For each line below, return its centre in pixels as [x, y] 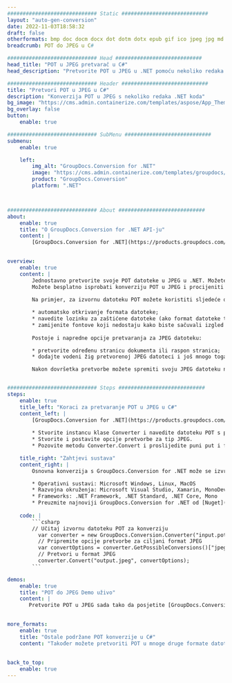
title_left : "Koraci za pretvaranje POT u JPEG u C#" [98, 407]
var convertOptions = [69, 548]
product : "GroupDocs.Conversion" [80, 179]
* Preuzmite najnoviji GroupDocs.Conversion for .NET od [115, 503]
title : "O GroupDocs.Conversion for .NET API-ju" [93, 230]
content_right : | [45, 465]
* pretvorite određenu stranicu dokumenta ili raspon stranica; [126, 350]
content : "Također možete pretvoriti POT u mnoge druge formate [114, 644]
